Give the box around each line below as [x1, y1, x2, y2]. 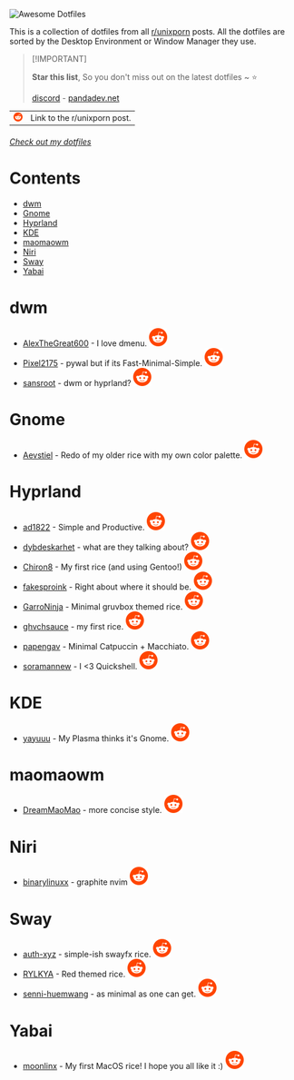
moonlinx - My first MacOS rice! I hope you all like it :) [22, 1061, 224, 1072]
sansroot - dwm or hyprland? [22, 377, 132, 388]
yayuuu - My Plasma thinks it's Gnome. [22, 732, 170, 744]
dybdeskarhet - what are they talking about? [22, 541, 189, 552]
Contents [9, 168, 82, 189]
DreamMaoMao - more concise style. [22, 805, 162, 816]
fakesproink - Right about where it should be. [22, 581, 192, 592]
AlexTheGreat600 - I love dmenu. [22, 337, 148, 349]
